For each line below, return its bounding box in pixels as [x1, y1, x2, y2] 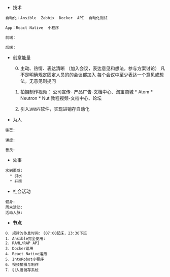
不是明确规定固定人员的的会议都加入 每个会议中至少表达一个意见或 [20, 72, 160, 78]
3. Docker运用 [5, 246, 34, 251]
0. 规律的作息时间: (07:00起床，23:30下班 [5, 231, 87, 236]
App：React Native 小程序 [5, 25, 59, 30]
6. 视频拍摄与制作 [5, 262, 39, 267]
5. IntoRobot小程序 [5, 257, 44, 262]
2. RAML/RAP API [5, 240, 40, 246]
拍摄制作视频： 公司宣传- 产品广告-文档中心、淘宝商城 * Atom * [20, 89, 153, 95]
